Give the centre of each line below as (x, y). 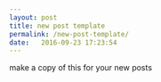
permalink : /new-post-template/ (69, 34)
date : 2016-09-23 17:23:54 (63, 42)
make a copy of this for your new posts (81, 68)
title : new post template (57, 26)
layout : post (33, 17)
